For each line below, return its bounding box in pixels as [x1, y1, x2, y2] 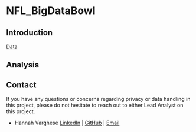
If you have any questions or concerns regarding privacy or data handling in [6, 96, 191, 103]
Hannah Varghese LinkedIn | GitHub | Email [14, 119, 120, 127]
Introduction [6, 28, 53, 38]
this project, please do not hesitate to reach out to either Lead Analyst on [6, 101, 184, 109]
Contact [6, 80, 37, 90]
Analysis [6, 60, 40, 70]
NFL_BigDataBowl [6, 4, 96, 18]
